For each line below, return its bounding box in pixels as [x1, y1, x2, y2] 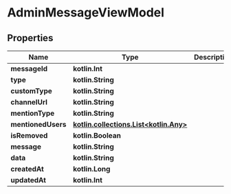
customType [10, 86, 53, 95]
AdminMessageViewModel [7, 5, 165, 21]
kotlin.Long [73, 165, 111, 173]
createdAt [10, 165, 45, 173]
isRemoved [10, 131, 48, 140]
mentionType [10, 108, 55, 118]
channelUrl [10, 97, 48, 107]
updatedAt [10, 175, 47, 184]
